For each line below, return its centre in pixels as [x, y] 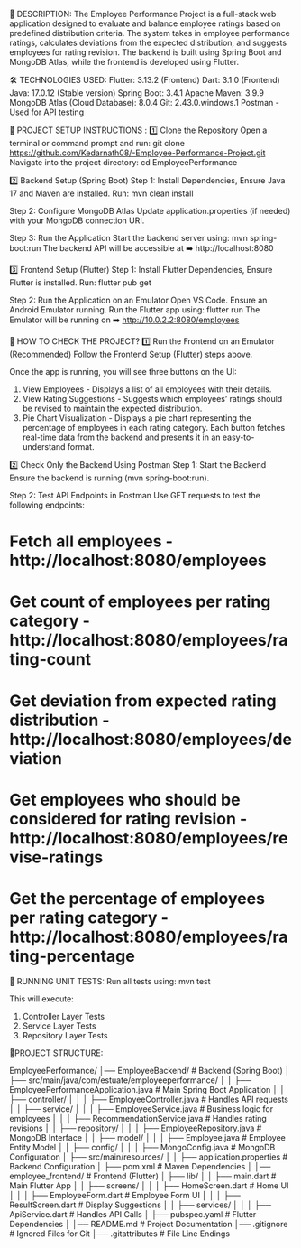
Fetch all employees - [91, 541]
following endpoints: [47, 505]
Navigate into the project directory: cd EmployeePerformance [123, 162]
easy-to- [238, 437]
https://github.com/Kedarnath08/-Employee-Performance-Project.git [137, 153]
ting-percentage [72, 956]
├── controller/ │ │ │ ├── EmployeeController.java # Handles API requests [149, 1099]
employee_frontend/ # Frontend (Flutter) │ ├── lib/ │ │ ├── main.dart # [143, 1176]
